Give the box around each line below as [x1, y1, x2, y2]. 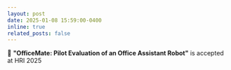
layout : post [7, 10, 46, 17]
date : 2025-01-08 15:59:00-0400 [7, 17, 102, 24]
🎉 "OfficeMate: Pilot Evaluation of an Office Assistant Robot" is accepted [7, 49, 225, 57]
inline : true [7, 23, 46, 30]
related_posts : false [7, 29, 71, 37]
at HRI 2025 [7, 57, 42, 65]
